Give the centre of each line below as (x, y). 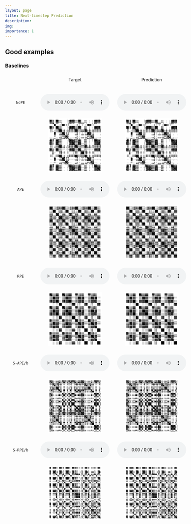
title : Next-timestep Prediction (39, 16)
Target (75, 79)
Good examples (29, 52)
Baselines (17, 66)
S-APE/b (20, 363)
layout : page (18, 10)
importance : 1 (20, 31)
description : (18, 21)
